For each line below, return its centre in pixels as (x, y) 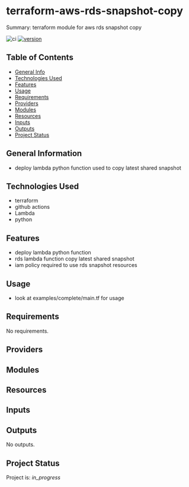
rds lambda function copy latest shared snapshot (74, 259)
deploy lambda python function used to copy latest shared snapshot (98, 168)
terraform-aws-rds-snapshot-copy (95, 11)
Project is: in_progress (33, 478)
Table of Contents (40, 58)
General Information (44, 153)
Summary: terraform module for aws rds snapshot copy (74, 27)
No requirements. (28, 331)
